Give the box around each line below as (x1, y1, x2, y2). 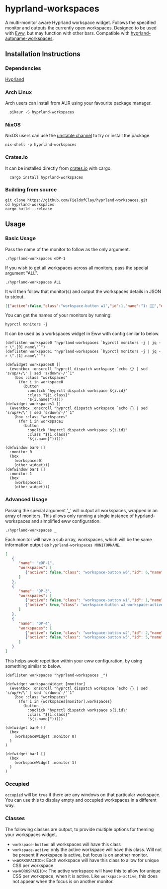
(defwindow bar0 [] (5, 445, 46, 450)
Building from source (5, 186, 57, 193)
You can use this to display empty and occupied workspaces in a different (5, 797, 157, 803)
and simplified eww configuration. (31, 518, 101, 524)
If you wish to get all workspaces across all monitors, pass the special (5, 265, 148, 271)
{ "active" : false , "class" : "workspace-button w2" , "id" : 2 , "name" (25, 630, 164, 635)
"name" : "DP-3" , (18, 589, 52, 593)
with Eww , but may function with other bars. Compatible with (5, 30, 130, 36)
